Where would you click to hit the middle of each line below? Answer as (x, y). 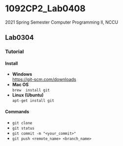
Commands (17, 112)
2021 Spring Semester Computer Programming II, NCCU (62, 22)
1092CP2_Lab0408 (45, 9)
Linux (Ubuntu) (28, 95)
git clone (22, 123)
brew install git (31, 90)
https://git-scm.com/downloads (44, 80)
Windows (22, 74)
